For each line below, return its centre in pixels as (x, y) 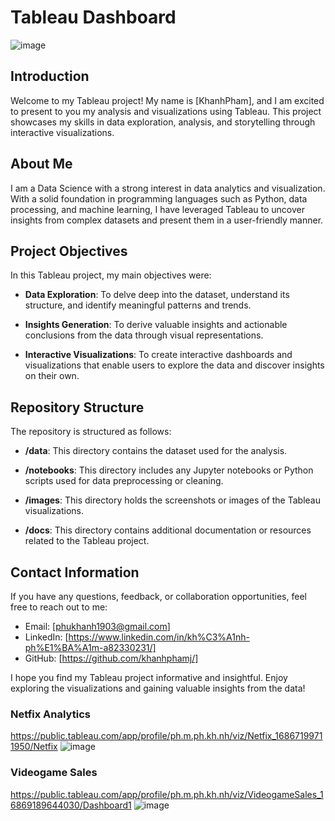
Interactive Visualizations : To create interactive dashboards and (158, 355)
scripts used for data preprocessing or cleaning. (124, 481)
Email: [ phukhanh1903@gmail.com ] (97, 626)
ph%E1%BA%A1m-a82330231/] (90, 647)
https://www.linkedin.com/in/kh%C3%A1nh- (159, 637)
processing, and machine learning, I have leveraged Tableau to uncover (157, 209)
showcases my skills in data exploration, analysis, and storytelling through (163, 122)
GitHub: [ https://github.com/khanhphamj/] (111, 658)
